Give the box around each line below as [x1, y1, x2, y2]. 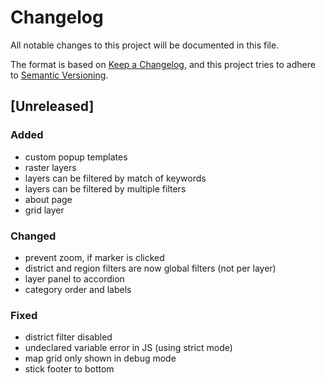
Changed [10, 229, 57, 243]
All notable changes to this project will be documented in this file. [10, 39, 280, 51]
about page [24, 193, 73, 205]
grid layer [24, 204, 65, 216]
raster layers [24, 161, 77, 173]
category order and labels [24, 283, 132, 295]
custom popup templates [24, 151, 128, 163]
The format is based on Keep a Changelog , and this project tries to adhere [10, 58, 316, 70]
